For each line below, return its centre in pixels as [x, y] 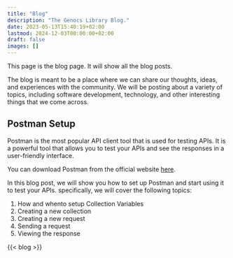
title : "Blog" [28, 14]
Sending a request [44, 226]
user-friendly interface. [41, 155]
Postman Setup [41, 124]
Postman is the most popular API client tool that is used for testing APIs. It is [116, 141]
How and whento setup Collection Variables [80, 203]
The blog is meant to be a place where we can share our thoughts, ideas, [113, 80]
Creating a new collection [54, 211]
